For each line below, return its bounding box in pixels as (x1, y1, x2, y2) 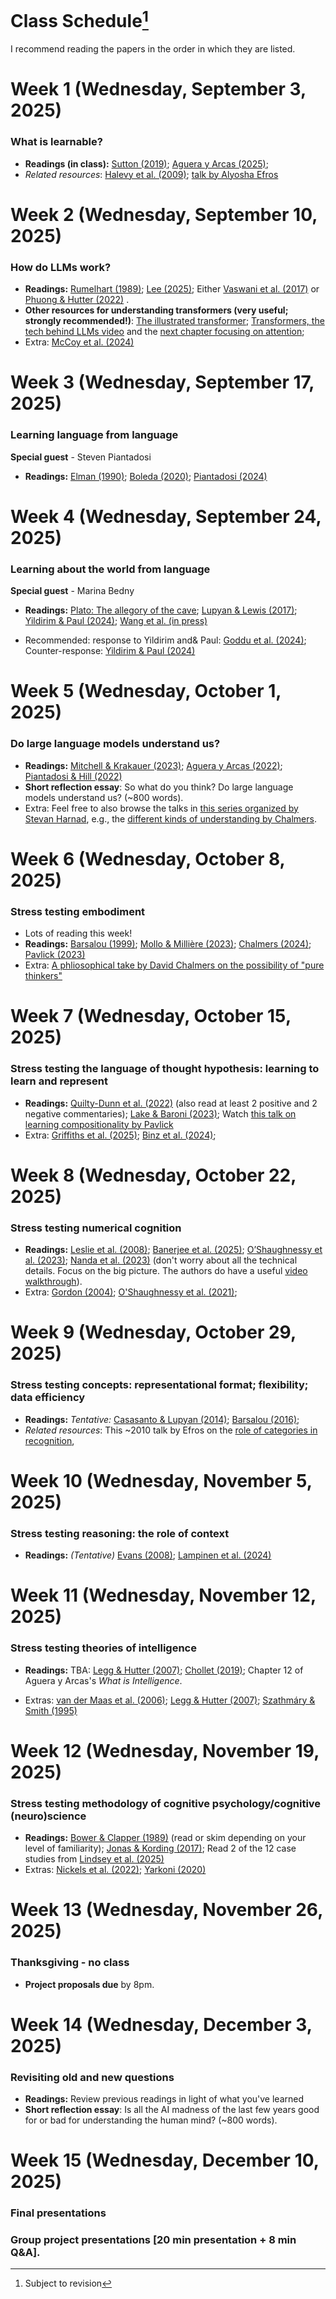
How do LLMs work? (10, 260, 112, 274)
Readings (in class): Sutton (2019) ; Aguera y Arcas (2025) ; (24, 157, 269, 170)
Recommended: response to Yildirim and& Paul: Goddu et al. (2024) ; (24, 634, 307, 646)
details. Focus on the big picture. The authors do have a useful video (24, 1265, 308, 1277)
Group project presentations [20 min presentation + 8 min (10, 2233, 297, 2247)
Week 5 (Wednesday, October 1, (10, 680, 282, 703)
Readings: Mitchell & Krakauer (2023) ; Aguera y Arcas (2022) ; (24, 759, 283, 771)
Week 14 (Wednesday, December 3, (10, 2013, 313, 2036)
